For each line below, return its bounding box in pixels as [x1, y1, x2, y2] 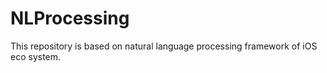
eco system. [10, 50, 62, 62]
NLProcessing [10, 7, 130, 30]
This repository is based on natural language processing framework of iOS [10, 40, 318, 52]
